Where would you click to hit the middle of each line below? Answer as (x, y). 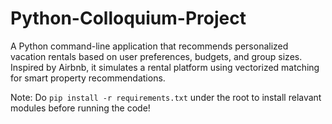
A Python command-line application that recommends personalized (149, 46)
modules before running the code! (80, 108)
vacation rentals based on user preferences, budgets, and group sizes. (156, 56)
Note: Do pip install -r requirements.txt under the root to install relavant (166, 97)
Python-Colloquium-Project (128, 18)
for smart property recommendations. (88, 78)
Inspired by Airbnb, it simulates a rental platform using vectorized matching (165, 67)
